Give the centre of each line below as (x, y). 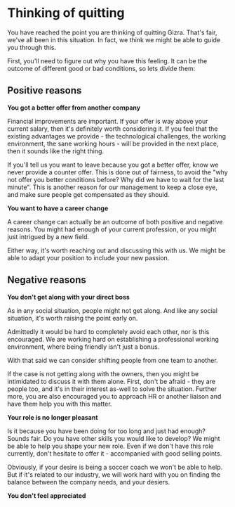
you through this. (32, 47)
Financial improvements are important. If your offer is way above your (108, 121)
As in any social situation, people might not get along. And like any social (112, 310)
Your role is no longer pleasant (53, 417)
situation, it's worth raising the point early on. (73, 318)
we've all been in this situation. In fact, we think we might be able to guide (114, 39)
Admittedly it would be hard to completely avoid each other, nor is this (108, 331)
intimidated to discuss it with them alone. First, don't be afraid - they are (112, 381)
